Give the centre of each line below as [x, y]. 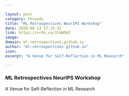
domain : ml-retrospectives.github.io [45, 42]
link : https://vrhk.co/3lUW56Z [38, 33]
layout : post [19, 14]
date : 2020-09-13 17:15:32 [33, 28]
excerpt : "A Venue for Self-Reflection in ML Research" [65, 56]
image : [12, 37]
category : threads [24, 19]
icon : [11, 51]
